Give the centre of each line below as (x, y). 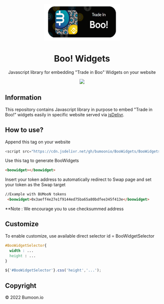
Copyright (21, 286)
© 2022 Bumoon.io (24, 298)
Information (23, 98)
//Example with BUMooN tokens (36, 195)
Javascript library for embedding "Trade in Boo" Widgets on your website (82, 72)
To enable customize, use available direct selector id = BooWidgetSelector (80, 236)
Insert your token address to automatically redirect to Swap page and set (78, 179)
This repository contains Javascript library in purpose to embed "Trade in (79, 109)
